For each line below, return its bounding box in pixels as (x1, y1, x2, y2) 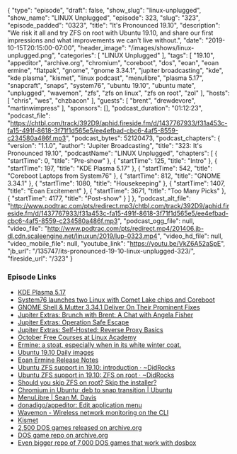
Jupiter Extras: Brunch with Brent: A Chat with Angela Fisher (17, 311, 194, 319)
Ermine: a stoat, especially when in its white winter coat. (17, 341, 182, 349)
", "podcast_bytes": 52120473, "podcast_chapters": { (66, 134, 221, 142)
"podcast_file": (7, 111, 51, 120)
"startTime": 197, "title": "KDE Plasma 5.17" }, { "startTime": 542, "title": (7, 164, 213, 172)
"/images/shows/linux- (127, 44, 195, 52)
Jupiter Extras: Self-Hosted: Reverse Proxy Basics (17, 326, 164, 334)
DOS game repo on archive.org (17, 431, 108, 440)
